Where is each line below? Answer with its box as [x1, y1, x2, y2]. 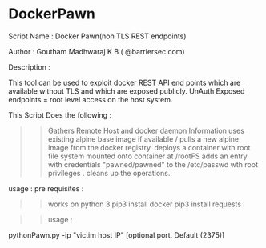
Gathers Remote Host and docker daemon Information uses [47, 126, 244, 135]
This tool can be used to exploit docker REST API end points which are [8, 78, 241, 87]
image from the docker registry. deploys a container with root [47, 142, 251, 152]
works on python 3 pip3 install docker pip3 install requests [47, 199, 242, 209]
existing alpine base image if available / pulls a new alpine [47, 134, 239, 144]
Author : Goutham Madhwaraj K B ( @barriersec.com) [8, 46, 186, 56]
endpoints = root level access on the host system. [8, 94, 173, 104]
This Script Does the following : [8, 110, 112, 120]
